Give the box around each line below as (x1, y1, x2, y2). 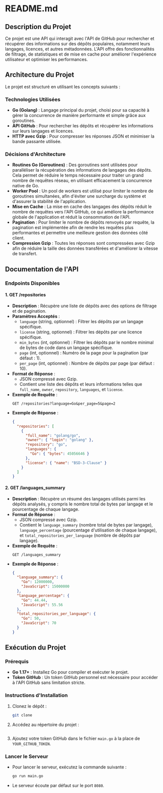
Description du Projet (5, 23, 71, 31)
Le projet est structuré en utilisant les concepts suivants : (5, 84, 120, 89)
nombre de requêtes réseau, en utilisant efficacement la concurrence (12, 177, 152, 183)
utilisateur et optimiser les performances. (5, 57, 88, 62)
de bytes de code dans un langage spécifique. (19, 345, 114, 351)
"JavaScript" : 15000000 (21, 584, 70, 589)
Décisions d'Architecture (5, 151, 66, 158)
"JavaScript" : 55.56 (21, 602, 63, 607)
